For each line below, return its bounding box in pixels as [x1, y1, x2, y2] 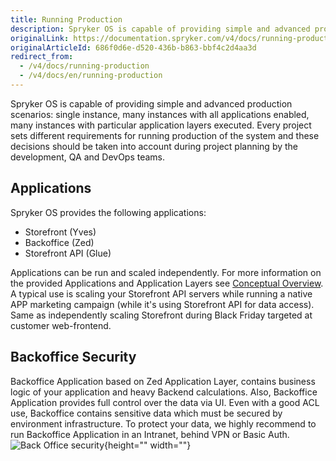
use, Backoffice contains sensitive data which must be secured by [10, 407, 283, 419]
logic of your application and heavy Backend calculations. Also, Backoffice [10, 386, 318, 398]
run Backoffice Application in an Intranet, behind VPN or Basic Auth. [10, 428, 290, 440]
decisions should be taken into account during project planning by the [10, 140, 299, 152]
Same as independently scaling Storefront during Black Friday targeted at [10, 309, 313, 321]
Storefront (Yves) [24, 226, 97, 238]
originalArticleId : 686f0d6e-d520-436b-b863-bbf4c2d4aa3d [10, 42, 257, 53]
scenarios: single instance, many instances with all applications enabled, [10, 108, 310, 120]
